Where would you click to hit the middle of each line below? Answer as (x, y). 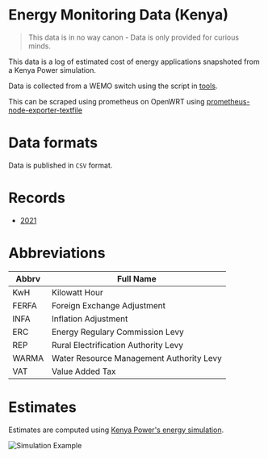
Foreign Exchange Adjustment (108, 305)
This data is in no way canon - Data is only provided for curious (134, 37)
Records (37, 198)
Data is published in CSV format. (61, 165)
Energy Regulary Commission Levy (117, 332)
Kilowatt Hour (77, 292)
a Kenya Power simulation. (52, 70)
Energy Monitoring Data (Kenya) (118, 15)
